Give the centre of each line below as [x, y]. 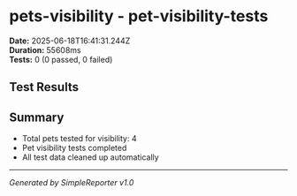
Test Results [44, 87]
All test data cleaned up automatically [90, 157]
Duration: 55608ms [45, 49]
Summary [37, 117]
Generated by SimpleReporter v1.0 [72, 183]
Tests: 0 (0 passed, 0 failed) [61, 59]
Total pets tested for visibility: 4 [79, 139]
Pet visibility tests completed [74, 148]
